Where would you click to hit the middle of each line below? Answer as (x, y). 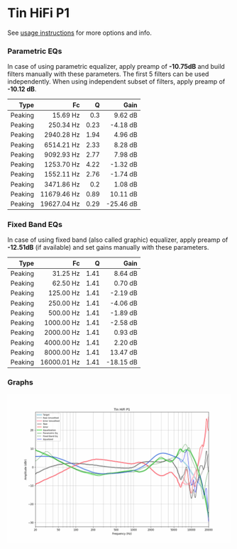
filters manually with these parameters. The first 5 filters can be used (108, 74)
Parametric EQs (35, 51)
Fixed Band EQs (35, 224)
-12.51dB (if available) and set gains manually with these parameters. (108, 248)
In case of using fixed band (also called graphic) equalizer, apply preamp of (118, 240)
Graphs (20, 382)
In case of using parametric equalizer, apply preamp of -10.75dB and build (116, 67)
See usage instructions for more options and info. (80, 33)
